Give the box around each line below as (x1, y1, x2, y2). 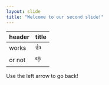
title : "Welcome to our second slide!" (6, 14, 104, 20)
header (9, 33, 30, 41)
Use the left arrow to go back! (6, 72, 78, 79)
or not (9, 56, 26, 64)
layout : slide (6, 8, 41, 15)
